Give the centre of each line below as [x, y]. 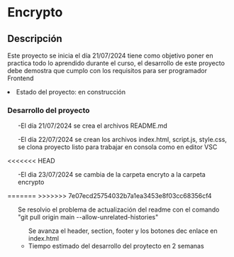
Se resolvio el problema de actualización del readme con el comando [118, 209]
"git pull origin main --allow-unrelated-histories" [88, 217]
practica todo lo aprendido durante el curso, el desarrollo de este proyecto [116, 63]
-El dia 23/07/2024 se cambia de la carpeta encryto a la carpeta [111, 175]
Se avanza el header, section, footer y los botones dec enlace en [123, 231]
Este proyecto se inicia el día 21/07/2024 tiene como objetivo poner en [111, 55]
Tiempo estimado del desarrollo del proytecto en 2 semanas [116, 246]
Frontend [21, 78]
